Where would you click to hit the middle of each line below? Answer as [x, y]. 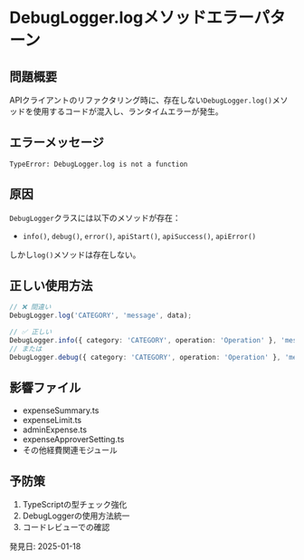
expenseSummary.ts [61, 410]
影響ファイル [45, 388]
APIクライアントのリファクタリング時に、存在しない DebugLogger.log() [141, 100]
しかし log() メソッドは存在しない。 [75, 255]
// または [26, 349]
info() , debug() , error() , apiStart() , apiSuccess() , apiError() [139, 236]
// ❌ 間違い [30, 307]
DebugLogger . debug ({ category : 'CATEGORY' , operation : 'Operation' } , [145, 357]
